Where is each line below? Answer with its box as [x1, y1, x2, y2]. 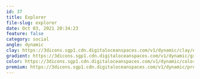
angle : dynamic [6, 42, 44, 48]
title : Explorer [6, 14, 46, 20]
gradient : [6, 53, 31, 59]
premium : [6, 64, 28, 70]
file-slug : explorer [6, 20, 58, 26]
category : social [6, 36, 49, 42]
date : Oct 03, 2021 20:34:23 [6, 25, 79, 31]
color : [6, 58, 23, 64]
